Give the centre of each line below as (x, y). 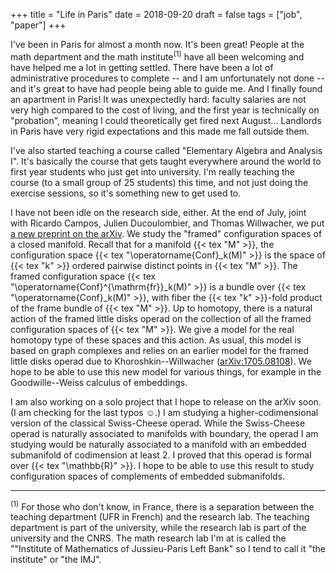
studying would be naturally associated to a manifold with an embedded (158, 444)
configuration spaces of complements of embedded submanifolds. (148, 476)
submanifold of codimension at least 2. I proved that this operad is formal (161, 455)
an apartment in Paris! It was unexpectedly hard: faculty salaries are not (158, 99)
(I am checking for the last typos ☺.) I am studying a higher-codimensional (164, 412)
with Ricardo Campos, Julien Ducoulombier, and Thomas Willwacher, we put (167, 223)
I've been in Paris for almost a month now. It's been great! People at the (157, 44)
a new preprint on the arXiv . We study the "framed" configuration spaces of (166, 233)
